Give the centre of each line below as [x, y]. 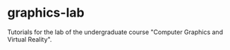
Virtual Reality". [30, 39]
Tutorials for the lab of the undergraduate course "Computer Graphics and [115, 32]
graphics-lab [46, 13]
